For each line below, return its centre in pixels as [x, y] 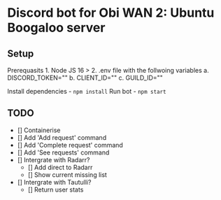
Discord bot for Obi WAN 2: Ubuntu [111, 13]
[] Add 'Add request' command [62, 137]
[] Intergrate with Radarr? [54, 159]
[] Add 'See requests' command [63, 152]
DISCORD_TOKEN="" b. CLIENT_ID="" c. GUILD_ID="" [85, 78]
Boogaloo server [56, 28]
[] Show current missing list [67, 174]
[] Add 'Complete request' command [70, 145]
